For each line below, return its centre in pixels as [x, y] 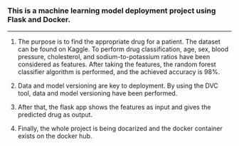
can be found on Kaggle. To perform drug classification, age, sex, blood [123, 49]
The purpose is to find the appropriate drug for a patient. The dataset [119, 42]
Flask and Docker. [39, 19]
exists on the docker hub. [55, 136]
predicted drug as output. [55, 115]
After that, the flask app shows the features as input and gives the [114, 107]
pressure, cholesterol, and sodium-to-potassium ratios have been [114, 57]
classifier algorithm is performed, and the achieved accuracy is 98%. [119, 72]
